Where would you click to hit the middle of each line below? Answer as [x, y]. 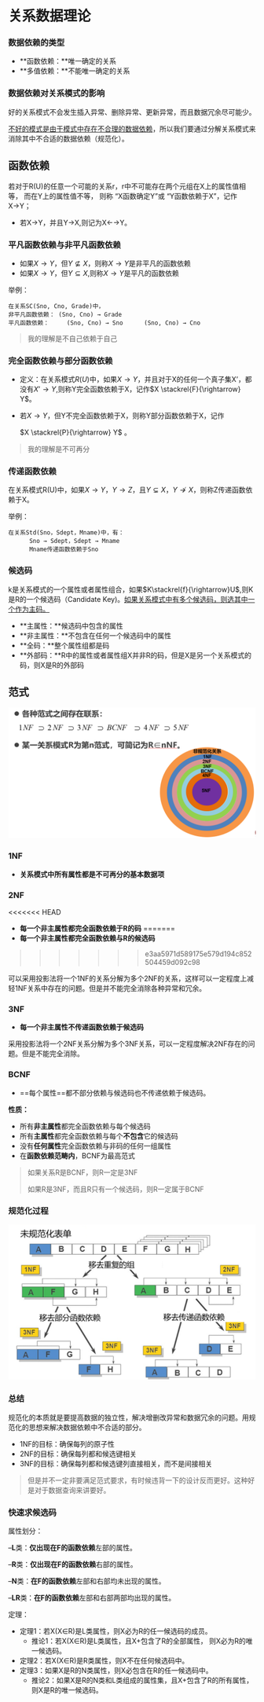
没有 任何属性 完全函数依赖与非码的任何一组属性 [95, 1146]
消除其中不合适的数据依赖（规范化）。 [68, 138]
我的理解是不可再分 [59, 449]
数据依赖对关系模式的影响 [57, 94]
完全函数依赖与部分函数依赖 [60, 361]
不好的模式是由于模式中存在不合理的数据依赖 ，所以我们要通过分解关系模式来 [132, 128]
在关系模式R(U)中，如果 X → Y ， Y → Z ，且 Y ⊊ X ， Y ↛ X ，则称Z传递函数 [127, 490]
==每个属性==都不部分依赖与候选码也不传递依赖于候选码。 [115, 1092]
